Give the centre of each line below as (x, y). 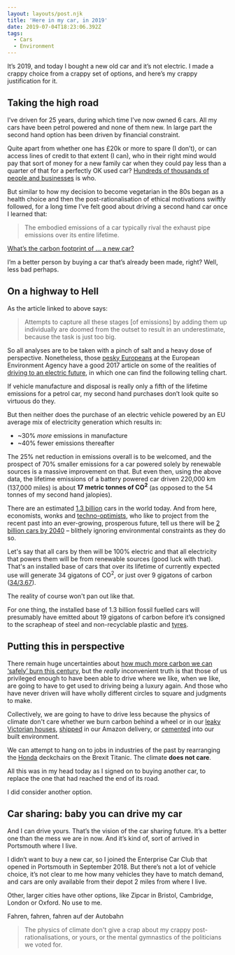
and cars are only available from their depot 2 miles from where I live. (107, 882)
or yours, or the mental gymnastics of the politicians (147, 937)
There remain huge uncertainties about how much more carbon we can (110, 663)
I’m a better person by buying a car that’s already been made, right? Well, (113, 262)
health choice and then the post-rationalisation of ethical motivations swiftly (116, 199)
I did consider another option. (50, 792)
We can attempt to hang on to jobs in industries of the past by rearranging (114, 750)
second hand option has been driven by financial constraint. (94, 134)
